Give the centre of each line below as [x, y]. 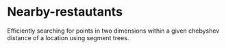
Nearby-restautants [65, 12]
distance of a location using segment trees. [68, 37]
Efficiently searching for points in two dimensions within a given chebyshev [113, 31]
